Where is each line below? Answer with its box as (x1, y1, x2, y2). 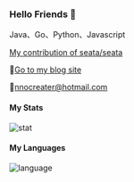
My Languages (9, 143, 66, 153)
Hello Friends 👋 (9, 8, 77, 21)
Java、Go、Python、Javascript (9, 29, 126, 40)
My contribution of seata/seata (9, 47, 123, 58)
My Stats (9, 102, 44, 112)
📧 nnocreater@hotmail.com (9, 82, 108, 93)
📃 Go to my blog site (9, 64, 82, 75)
